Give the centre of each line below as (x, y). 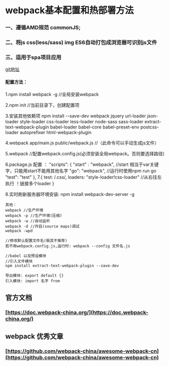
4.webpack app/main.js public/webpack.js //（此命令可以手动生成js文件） (82, 143)
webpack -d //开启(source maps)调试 (42, 226)
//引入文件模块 (19, 261)
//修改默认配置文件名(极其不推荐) (36, 241)
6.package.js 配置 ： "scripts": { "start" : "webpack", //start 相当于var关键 (82, 164)
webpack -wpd (19, 231)
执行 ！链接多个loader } (30, 183)
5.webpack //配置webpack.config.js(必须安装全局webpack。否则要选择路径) (85, 153)
